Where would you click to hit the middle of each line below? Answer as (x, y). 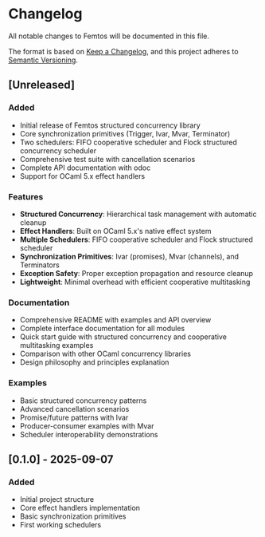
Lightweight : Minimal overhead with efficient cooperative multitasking (135, 282)
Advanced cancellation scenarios (74, 409)
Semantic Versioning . (43, 60)
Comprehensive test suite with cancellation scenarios (107, 159)
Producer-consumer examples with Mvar (87, 426)
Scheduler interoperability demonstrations (89, 434)
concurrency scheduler (58, 150)
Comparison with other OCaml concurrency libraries (105, 354)
